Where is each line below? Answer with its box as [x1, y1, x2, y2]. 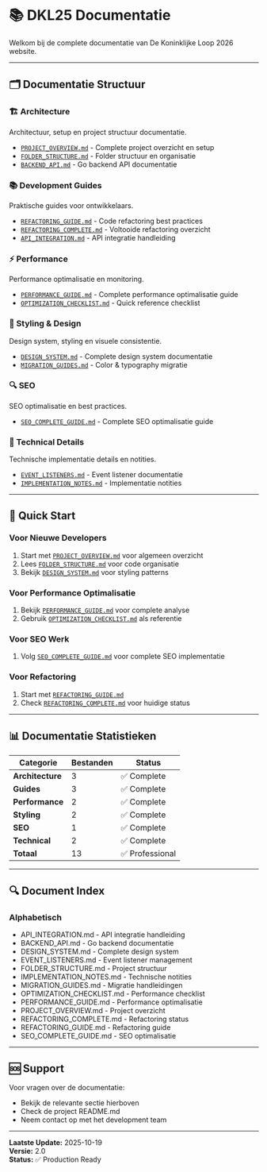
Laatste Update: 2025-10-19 [9, 1138, 102, 1147]
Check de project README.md [20, 1107, 120, 1116]
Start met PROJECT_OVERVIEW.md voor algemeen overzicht [20, 550, 204, 560]
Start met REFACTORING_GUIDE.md [20, 689, 124, 699]
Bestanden [71, 757, 113, 768]
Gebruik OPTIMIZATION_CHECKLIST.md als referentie [20, 614, 182, 623]
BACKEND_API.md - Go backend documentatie [20, 939, 174, 948]
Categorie [19, 757, 58, 768]
